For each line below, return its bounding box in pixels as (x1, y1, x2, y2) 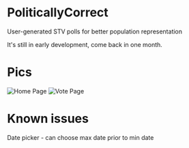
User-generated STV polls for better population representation (7, 27, 183, 35)
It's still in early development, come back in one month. (7, 40, 162, 48)
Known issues (7, 111, 89, 127)
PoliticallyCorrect (7, 5, 109, 20)
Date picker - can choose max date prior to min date (7, 133, 154, 141)
